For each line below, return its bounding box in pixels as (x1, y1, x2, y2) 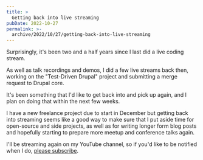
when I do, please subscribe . (6, 147, 79, 155)
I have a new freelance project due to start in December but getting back (6, 110, 188, 117)
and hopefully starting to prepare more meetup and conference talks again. (6, 129, 195, 136)
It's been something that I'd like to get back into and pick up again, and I (6, 91, 187, 99)
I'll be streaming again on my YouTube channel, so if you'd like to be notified (6, 141, 198, 148)
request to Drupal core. (6, 80, 65, 87)
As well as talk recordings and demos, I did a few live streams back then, (6, 66, 188, 74)
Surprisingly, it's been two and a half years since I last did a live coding (6, 48, 184, 55)
